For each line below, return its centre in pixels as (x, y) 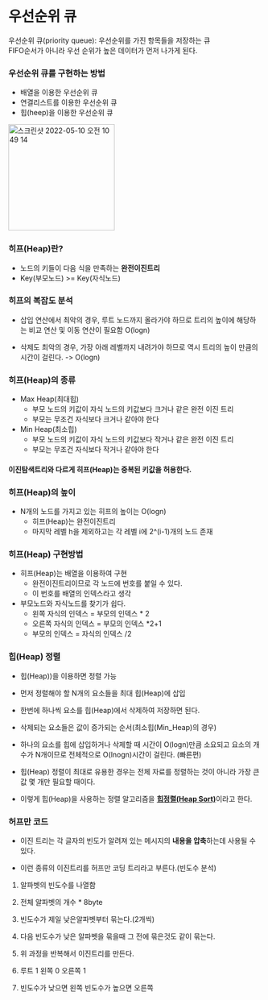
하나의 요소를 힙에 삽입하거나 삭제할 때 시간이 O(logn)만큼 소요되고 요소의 (136, 744)
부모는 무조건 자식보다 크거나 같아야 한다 (95, 419)
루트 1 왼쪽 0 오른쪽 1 (53, 970)
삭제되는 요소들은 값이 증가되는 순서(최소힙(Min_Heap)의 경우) (118, 727)
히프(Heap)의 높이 (42, 492)
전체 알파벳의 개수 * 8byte (61, 902)
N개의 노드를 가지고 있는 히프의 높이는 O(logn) (93, 512)
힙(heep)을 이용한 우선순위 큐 (66, 113)
